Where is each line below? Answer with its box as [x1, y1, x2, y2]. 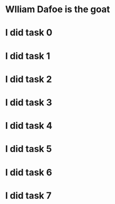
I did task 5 [5, 143, 52, 155]
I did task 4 [5, 120, 53, 132]
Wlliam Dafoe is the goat [5, 4, 110, 15]
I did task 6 [5, 166, 52, 178]
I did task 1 [5, 50, 51, 62]
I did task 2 [5, 73, 52, 85]
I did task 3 [5, 97, 52, 108]
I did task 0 [5, 27, 53, 39]
